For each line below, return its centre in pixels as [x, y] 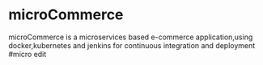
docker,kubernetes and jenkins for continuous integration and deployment [132, 45]
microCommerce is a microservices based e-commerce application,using [131, 37]
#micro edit [28, 54]
